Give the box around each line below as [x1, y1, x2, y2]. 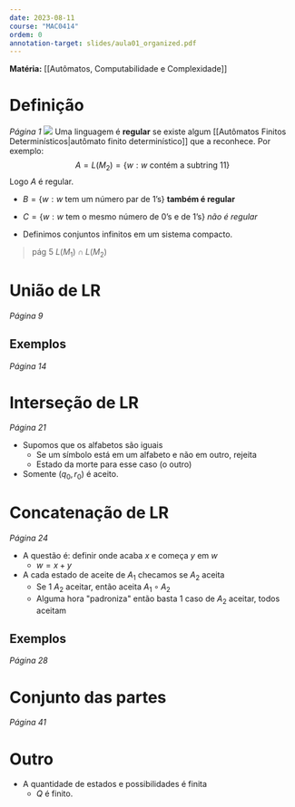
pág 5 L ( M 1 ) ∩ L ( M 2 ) [31, 246, 107, 259]
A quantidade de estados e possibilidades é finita [22, 779, 207, 790]
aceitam [35, 605, 66, 616]
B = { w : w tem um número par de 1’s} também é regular [22, 193, 236, 204]
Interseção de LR [9, 392, 139, 413]
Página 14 [9, 360, 47, 372]
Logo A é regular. [9, 176, 74, 187]
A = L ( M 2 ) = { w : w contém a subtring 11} [74, 160, 231, 172]
